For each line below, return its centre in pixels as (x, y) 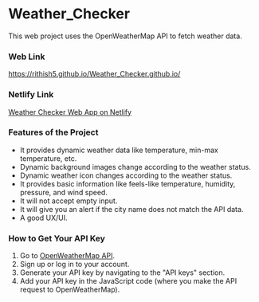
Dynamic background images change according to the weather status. (135, 167)
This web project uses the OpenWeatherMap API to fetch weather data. (126, 36)
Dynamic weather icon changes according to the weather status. (126, 175)
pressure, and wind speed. (63, 192)
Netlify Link (31, 95)
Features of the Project (53, 132)
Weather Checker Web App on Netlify (70, 112)
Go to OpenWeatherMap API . (67, 256)
